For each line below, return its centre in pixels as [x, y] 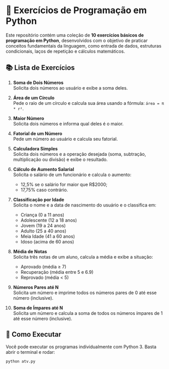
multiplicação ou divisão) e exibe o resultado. [60, 159]
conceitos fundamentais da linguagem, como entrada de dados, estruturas [83, 46]
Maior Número [29, 118]
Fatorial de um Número [38, 133]
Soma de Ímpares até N [38, 308]
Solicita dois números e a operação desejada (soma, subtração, [79, 154]
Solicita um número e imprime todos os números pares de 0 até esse [85, 293]
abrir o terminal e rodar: [30, 352]
